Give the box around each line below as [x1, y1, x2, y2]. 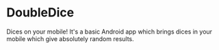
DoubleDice [6, 5, 75, 21]
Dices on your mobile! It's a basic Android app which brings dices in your [6, 27, 213, 36]
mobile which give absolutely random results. [6, 34, 134, 42]
